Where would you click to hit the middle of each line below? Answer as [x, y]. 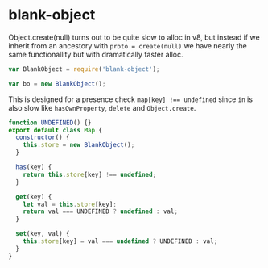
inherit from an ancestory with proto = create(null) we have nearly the [128, 45]
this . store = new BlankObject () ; [79, 145]
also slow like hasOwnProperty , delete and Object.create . [102, 107]
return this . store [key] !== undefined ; [90, 174]
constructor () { [43, 138]
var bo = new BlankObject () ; [57, 84]
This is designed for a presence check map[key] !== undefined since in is [131, 99]
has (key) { [34, 167]
